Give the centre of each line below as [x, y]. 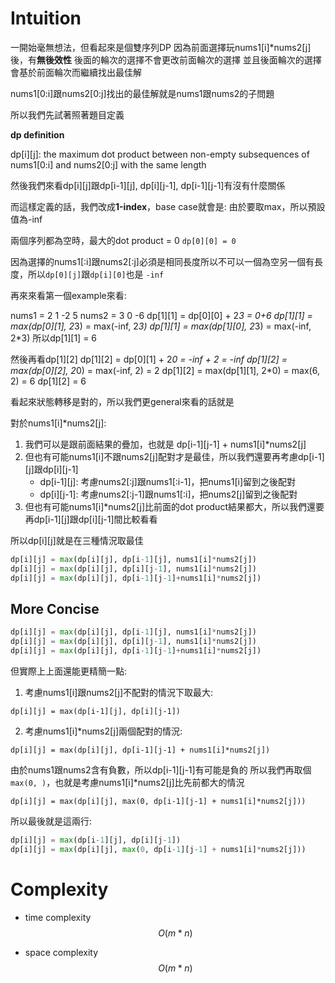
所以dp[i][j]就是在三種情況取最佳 [77, 540]
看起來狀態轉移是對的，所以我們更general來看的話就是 [122, 401]
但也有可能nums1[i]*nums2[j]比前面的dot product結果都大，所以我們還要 [174, 506]
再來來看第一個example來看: [68, 295]
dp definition [37, 134]
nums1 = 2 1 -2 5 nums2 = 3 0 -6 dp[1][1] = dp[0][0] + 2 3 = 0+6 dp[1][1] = [161, 315]
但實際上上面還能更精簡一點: [69, 671]
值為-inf [26, 219]
